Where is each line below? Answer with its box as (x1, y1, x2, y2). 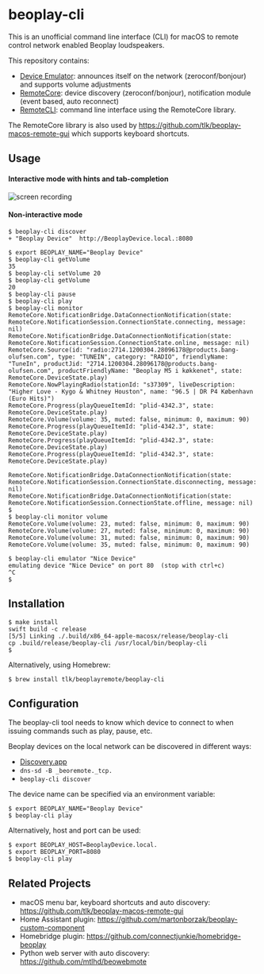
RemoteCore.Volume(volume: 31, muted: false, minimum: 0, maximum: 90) (8, 534, 250, 541)
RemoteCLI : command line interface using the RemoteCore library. (19, 105, 236, 114)
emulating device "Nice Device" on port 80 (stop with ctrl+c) (8, 561, 225, 569)
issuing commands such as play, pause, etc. (8, 726, 153, 736)
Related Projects (8, 876, 91, 890)
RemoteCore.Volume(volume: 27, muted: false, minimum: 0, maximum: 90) (8, 526, 250, 534)
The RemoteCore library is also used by (8, 120, 137, 130)
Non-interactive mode (8, 210, 83, 219)
